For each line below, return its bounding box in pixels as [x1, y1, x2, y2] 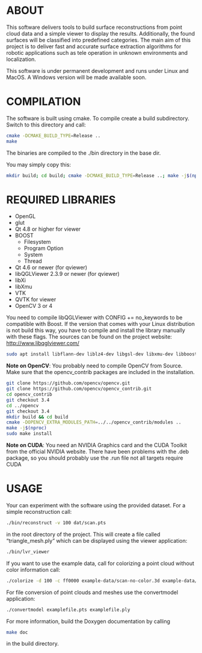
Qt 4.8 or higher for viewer [14, 225, 81, 233]
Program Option [23, 245, 64, 252]
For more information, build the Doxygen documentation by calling [6, 617, 170, 625]
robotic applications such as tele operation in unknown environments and [6, 49, 188, 56]
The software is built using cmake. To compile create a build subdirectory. [6, 114, 189, 122]
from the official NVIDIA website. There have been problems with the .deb [6, 448, 189, 455]
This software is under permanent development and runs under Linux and [6, 67, 189, 74]
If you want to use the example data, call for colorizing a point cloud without [6, 560, 194, 567]
